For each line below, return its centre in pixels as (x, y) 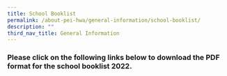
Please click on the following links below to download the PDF (114, 58)
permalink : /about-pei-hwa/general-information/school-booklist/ (104, 20)
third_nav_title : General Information (63, 33)
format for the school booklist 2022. (70, 66)
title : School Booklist (42, 14)
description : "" (31, 26)
